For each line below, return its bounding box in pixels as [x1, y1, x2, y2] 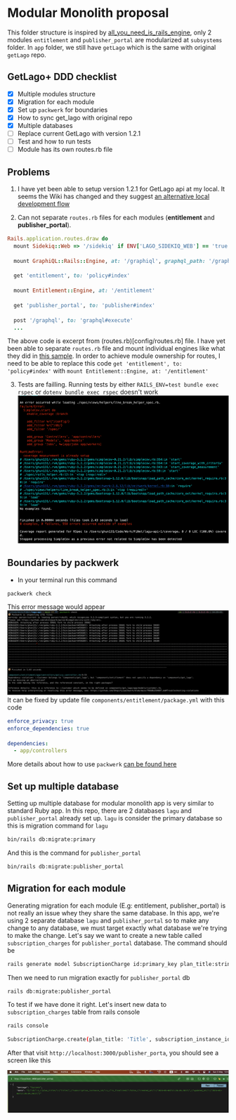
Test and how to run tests [17, 137, 91, 146]
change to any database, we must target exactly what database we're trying [7, 923, 228, 932]
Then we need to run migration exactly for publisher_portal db [7, 973, 190, 981]
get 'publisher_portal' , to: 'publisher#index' [13, 302, 156, 309]
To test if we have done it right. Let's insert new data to [7, 1000, 167, 1009]
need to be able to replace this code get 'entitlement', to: [7, 359, 183, 368]
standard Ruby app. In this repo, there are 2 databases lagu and [7, 806, 192, 815]
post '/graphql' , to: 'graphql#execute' [13, 316, 133, 324]
